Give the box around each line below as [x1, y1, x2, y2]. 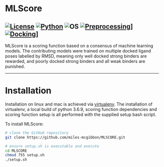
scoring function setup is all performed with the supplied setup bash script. [5, 111, 157, 117]
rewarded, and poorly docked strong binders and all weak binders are [5, 58, 145, 64]
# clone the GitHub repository [5, 130, 69, 135]
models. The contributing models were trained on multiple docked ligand [5, 48, 151, 54]
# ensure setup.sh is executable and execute [5, 144, 99, 148]
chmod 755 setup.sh [5, 153, 45, 158]
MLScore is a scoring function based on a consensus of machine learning [5, 43, 154, 49]
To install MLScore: [5, 121, 44, 127]
